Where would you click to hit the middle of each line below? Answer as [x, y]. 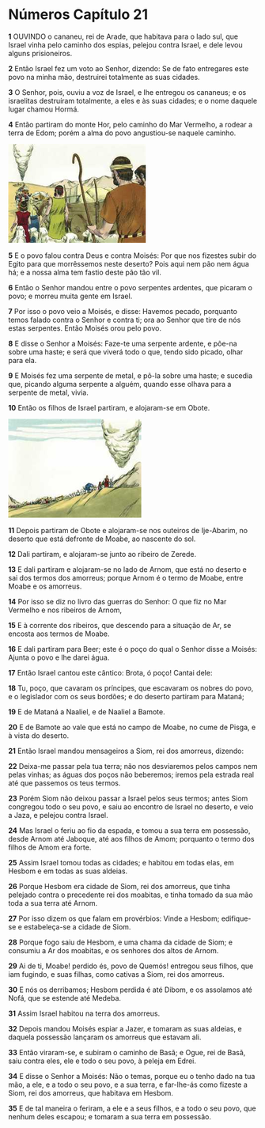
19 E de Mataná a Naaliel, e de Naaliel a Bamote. [87, 712]
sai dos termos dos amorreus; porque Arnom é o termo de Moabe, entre [126, 577]
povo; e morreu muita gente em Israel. [70, 296]
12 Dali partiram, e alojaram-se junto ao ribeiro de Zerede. [102, 554]
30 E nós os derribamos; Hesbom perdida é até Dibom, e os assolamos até [131, 990]
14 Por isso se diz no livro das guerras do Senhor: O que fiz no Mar [117, 601]
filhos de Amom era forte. [50, 847]
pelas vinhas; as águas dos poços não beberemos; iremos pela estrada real [131, 774]
